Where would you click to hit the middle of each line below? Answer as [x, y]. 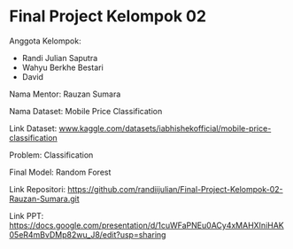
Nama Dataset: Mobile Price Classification [86, 111]
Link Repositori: [38, 189]
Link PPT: [27, 215]
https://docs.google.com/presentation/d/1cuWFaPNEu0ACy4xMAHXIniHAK [147, 225]
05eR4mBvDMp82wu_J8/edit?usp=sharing [88, 234]
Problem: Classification [51, 155]
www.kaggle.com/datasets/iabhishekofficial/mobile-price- [165, 128]
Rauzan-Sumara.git [44, 198]
